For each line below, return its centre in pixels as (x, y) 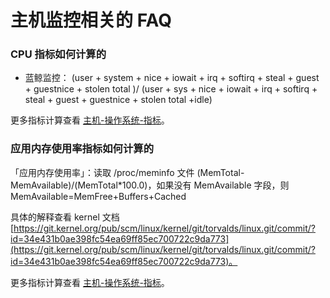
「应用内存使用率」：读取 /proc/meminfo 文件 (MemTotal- (127, 172)
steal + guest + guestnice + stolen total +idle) (118, 100)
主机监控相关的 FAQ (91, 20)
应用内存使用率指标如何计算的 (82, 149)
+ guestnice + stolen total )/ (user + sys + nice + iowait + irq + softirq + (171, 89)
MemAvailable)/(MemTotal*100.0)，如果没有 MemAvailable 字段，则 (150, 185)
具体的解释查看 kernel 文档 (65, 217)
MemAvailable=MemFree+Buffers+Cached (98, 196)
